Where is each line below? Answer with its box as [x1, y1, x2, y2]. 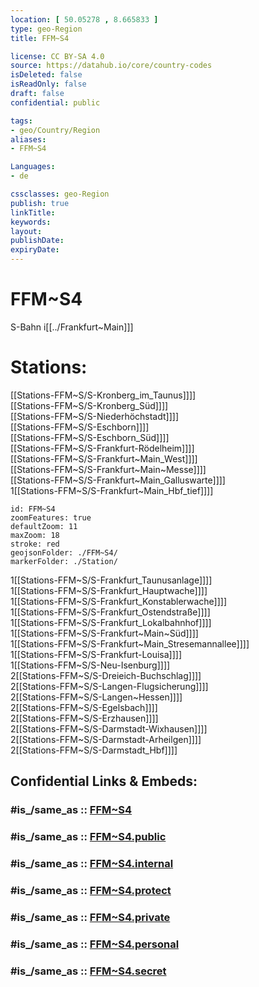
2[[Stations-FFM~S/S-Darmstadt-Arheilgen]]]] [10, 733, 202, 745]
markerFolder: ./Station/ [10, 556, 118, 566]
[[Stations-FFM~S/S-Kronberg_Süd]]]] [10, 399, 169, 411]
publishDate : [10, 236, 65, 246]
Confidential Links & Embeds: [10, 773, 198, 790]
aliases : [10, 134, 47, 145]
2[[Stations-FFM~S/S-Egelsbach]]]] [10, 701, 158, 713]
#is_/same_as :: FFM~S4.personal [10, 937, 180, 951]
